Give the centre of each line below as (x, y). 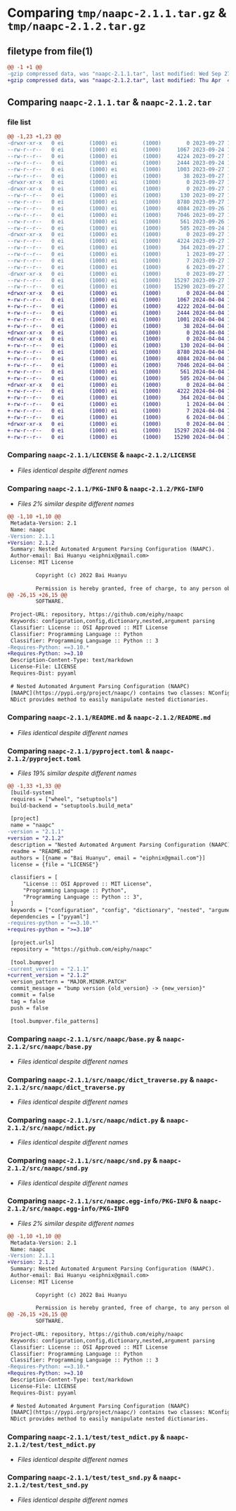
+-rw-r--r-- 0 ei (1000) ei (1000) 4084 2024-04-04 (116, 359)
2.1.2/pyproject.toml (44, 759)
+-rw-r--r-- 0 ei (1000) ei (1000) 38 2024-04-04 (116, 326)
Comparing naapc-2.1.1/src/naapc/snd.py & (83, 1161)
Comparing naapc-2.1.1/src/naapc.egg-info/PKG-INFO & (103, 1201)
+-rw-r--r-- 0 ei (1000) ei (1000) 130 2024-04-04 (116, 345)
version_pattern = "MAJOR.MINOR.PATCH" (69, 982)
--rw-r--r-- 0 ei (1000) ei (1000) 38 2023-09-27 (116, 176)
